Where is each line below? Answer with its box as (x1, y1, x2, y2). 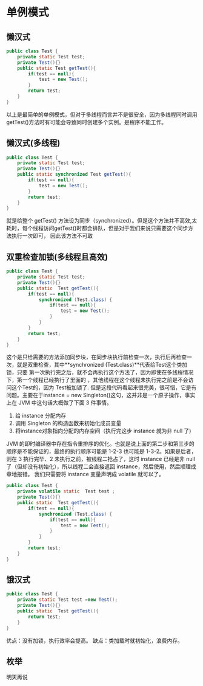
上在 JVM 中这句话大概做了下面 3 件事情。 (6, 399, 112, 406)
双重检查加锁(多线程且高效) (6, 252, 108, 262)
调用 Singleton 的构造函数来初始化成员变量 (15, 420, 122, 427)
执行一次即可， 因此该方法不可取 (11, 232, 93, 240)
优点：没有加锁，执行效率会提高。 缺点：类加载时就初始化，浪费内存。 (6, 637, 183, 644)
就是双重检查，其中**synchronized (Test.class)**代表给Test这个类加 (16, 361, 188, 369)
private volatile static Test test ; (17, 488, 115, 494)
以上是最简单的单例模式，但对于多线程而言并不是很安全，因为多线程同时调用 (6, 111, 198, 118)
